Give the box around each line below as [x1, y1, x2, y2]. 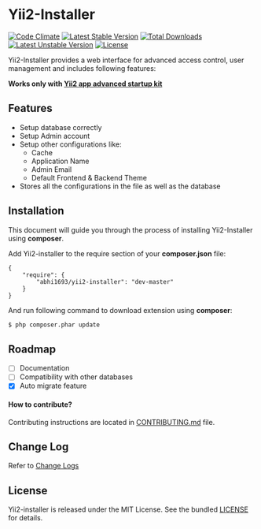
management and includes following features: [8, 63, 156, 73]
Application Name [31, 156, 90, 166]
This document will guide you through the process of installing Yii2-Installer [8, 225, 253, 234]
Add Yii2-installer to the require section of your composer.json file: [8, 248, 226, 258]
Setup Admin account [19, 131, 90, 140]
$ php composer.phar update [8, 321, 101, 329]
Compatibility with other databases [19, 372, 134, 382]
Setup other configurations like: [19, 140, 122, 149]
